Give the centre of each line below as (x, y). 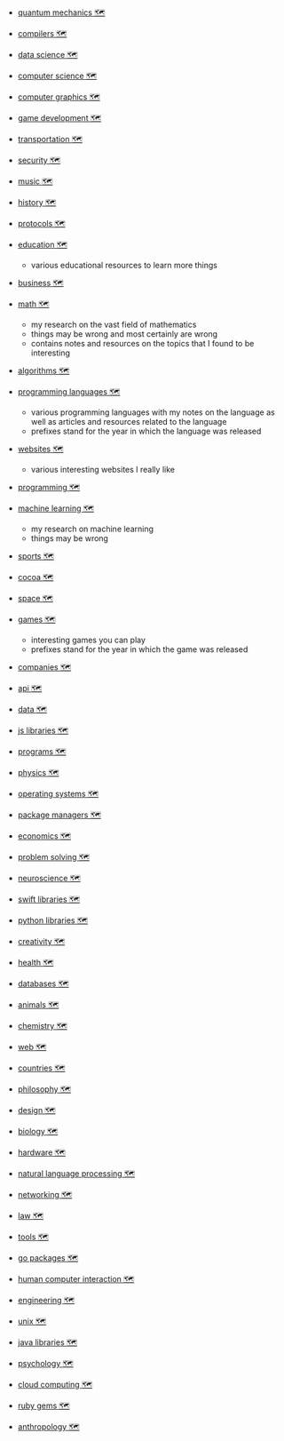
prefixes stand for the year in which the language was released (146, 431)
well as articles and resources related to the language (129, 422)
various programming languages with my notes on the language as (153, 412)
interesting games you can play (88, 640)
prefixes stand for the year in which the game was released (139, 649)
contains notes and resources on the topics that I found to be (142, 343)
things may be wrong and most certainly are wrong (124, 334)
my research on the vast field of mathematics (114, 324)
